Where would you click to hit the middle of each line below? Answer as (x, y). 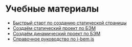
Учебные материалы (52, 9)
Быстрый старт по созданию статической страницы (70, 23)
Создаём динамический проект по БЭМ (57, 33)
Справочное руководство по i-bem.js (53, 39)
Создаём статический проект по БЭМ (54, 28)
